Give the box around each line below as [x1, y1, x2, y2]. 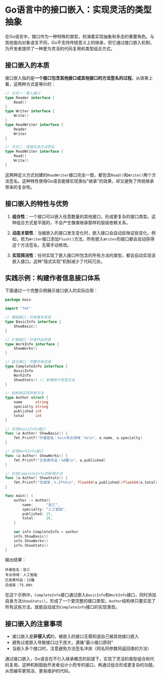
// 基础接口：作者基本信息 [5, 315, 52, 320]
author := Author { [13, 498, 51, 502]
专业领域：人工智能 [5, 573, 38, 578]
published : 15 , [22, 511, 53, 517]
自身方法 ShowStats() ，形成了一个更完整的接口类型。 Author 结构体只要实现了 [5, 598, 156, 604]
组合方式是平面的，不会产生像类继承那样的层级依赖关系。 [16, 219, 131, 226]
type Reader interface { [5, 95, 55, 100]
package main [5, 297, 31, 302]
